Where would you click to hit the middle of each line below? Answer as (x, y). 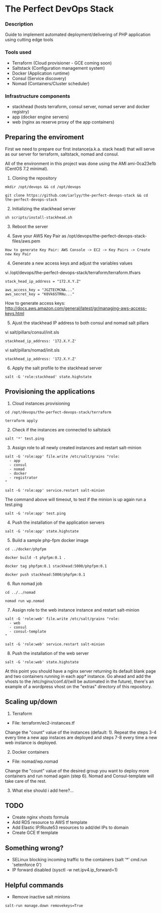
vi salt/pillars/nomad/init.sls (32, 350)
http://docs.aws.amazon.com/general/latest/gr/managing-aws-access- (76, 308)
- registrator (23, 478)
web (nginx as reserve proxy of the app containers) (63, 122)
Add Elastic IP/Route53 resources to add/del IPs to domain (70, 828)
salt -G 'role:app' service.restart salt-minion (55, 490)
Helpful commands (34, 885)
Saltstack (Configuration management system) (59, 68)
